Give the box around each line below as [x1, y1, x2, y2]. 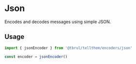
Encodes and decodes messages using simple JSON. [4, 19, 111, 25]
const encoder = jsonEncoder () [4, 54, 68, 59]
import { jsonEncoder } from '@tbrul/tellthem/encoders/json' [4, 45, 133, 51]
